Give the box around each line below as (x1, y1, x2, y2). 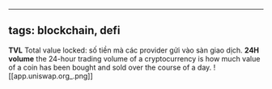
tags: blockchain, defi (8, 23, 121, 37)
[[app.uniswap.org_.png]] (8, 70, 93, 81)
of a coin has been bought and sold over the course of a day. (8, 62, 212, 72)
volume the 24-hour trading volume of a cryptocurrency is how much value (8, 53, 261, 63)
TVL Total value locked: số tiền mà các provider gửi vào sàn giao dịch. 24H (8, 45, 260, 55)
